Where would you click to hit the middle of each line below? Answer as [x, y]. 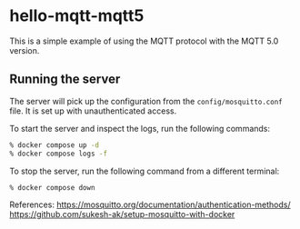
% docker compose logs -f [58, 154]
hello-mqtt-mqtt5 [77, 16]
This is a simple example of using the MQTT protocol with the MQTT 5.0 [144, 41]
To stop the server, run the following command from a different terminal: [145, 171]
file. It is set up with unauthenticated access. [93, 111]
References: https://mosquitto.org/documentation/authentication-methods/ [150, 204]
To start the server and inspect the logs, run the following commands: [140, 128]
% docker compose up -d [55, 145]
